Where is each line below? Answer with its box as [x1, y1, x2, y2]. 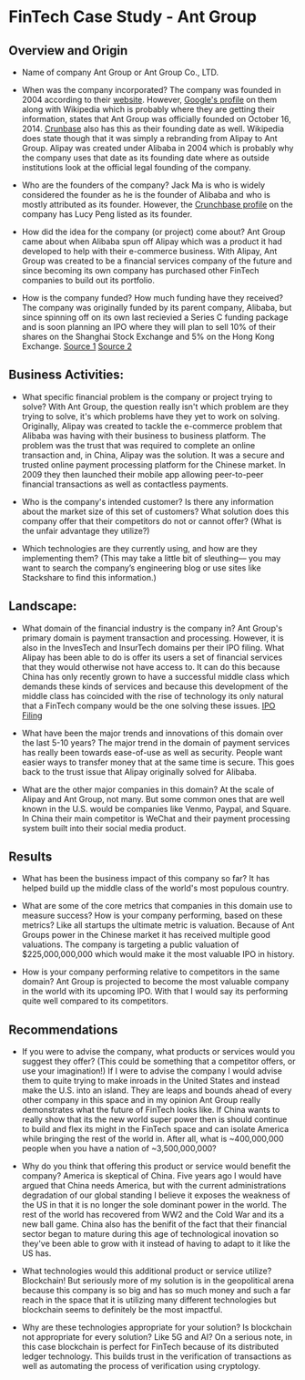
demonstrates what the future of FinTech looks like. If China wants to [21, 1105, 280, 1116]
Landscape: [8, 599, 77, 614]
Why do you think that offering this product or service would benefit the [21, 1160, 291, 1172]
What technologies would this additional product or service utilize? [21, 1265, 272, 1277]
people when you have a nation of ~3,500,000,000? [21, 1143, 217, 1154]
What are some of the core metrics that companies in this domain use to [21, 901, 293, 911]
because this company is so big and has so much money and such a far [21, 1285, 291, 1296]
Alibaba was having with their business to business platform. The [21, 430, 266, 441]
